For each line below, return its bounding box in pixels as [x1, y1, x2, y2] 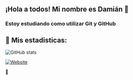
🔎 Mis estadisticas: [5, 36, 68, 45]
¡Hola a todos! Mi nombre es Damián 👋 [5, 5, 129, 14]
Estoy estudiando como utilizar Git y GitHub [5, 20, 116, 27]
